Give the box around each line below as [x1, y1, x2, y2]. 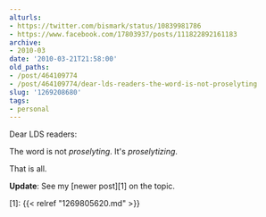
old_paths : [9, 63, 50, 72]
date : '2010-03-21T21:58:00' [9, 54, 118, 63]
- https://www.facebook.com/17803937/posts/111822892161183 [9, 29, 238, 38]
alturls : [9, 13, 42, 22]
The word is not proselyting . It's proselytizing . [9, 146, 179, 157]
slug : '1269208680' [9, 88, 82, 96]
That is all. [9, 163, 47, 174]
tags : [9, 96, 29, 105]
